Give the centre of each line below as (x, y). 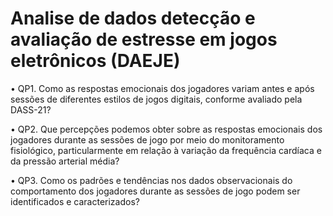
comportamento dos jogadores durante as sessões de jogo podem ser (155, 191)
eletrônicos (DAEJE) (95, 61)
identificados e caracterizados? (75, 201)
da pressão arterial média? (65, 161)
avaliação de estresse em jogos (144, 39)
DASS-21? (31, 109)
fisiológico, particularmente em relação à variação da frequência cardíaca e (166, 150)
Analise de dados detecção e (133, 18)
